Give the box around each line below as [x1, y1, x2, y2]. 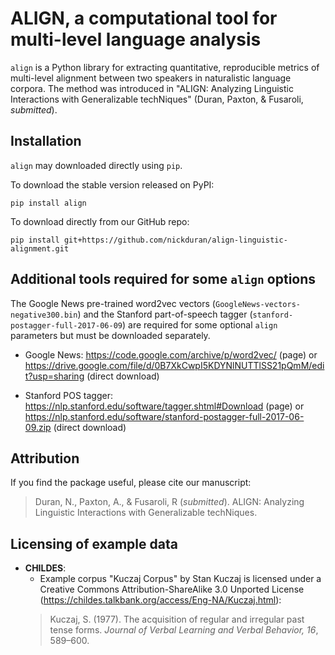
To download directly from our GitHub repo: [10, 215, 190, 227]
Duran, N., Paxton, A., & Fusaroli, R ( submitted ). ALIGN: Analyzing [34, 496, 305, 508]
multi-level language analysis [10, 28, 262, 51]
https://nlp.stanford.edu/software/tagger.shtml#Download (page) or [24, 400, 305, 412]
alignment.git [10, 243, 70, 254]
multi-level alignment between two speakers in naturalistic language [10, 72, 292, 84]
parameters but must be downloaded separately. [10, 329, 211, 341]
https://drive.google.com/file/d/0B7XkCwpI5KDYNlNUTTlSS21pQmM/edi [24, 359, 325, 371]
